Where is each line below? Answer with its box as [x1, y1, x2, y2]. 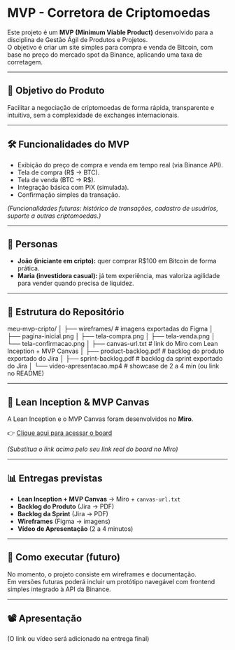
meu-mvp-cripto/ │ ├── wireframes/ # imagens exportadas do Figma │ [7, 324, 214, 333]
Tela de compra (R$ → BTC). [17, 168, 100, 177]
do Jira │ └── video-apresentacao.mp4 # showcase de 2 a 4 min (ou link [7, 362, 220, 371]
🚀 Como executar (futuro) [7, 551, 121, 563]
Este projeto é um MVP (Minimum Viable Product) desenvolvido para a [7, 28, 213, 36]
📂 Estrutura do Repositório [7, 306, 124, 318]
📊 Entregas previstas [7, 473, 103, 485]
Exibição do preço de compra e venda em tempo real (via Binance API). [17, 160, 224, 169]
